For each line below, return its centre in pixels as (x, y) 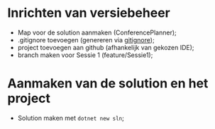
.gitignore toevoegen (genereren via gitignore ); (86, 39)
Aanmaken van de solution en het (108, 84)
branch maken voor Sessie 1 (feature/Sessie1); (85, 55)
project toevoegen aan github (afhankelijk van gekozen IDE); (106, 47)
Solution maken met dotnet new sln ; (71, 118)
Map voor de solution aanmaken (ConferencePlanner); (97, 32)
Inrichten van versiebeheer (89, 13)
